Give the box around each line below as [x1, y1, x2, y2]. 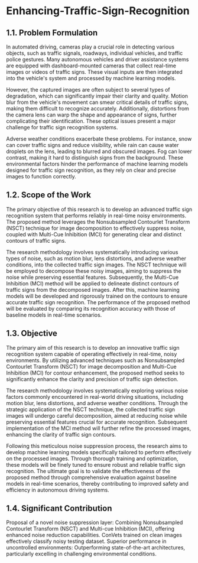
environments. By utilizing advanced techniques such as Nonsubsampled [6, 356, 185, 364]
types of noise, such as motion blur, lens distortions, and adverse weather [6, 255, 186, 262]
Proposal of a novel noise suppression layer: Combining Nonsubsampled [6, 519, 183, 526]
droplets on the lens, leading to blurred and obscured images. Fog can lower [6, 148, 192, 155]
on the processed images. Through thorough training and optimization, [6, 455, 178, 462]
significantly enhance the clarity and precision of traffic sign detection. [6, 375, 178, 382]
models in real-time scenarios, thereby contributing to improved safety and [6, 480, 189, 487]
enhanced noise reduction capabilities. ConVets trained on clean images [6, 532, 182, 539]
